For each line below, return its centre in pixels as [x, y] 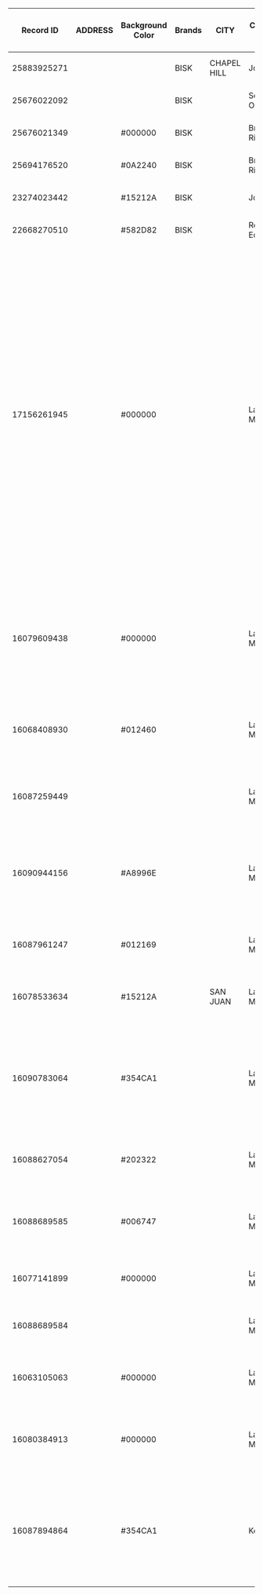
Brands [188, 30]
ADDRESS [94, 30]
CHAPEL [225, 63]
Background [144, 25]
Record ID [40, 30]
